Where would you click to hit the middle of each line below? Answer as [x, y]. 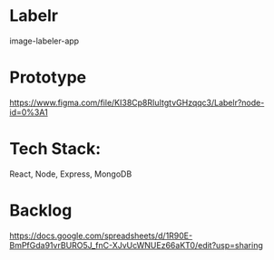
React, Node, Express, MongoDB [71, 174]
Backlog [41, 210]
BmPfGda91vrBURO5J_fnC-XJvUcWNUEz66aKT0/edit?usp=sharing [136, 245]
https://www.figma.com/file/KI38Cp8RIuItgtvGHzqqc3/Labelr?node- [137, 102]
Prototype [48, 77]
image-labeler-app [44, 41]
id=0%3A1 [29, 112]
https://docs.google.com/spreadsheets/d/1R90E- [101, 236]
